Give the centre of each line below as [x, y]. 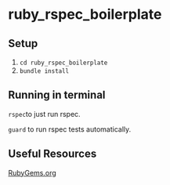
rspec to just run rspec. [44, 114]
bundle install [44, 71]
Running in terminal [57, 95]
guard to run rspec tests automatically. [70, 129]
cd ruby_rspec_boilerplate [63, 63]
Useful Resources [52, 154]
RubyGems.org [32, 172]
